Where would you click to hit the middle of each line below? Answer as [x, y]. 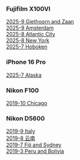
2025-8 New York [28, 41]
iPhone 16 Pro [26, 62]
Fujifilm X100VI [29, 9]
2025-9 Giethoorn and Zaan [40, 22]
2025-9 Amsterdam [30, 28]
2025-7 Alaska [24, 75]
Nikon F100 [23, 90]
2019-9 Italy [21, 131]
